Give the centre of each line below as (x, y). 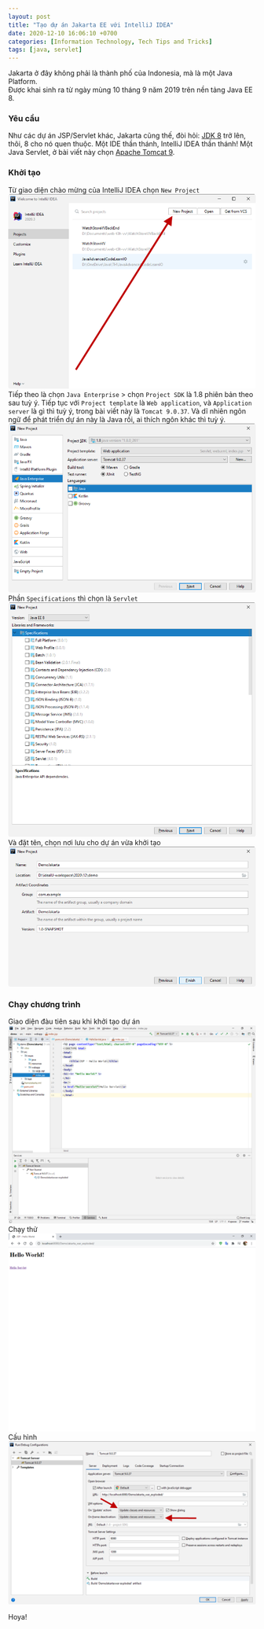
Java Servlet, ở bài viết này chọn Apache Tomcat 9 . (92, 153)
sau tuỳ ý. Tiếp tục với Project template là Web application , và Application (130, 403)
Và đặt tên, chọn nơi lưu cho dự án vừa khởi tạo (84, 843)
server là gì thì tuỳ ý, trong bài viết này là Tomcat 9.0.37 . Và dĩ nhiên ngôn (127, 411)
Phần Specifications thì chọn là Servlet (73, 598)
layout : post (29, 17)
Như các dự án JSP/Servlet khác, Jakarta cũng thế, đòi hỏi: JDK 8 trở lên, (127, 136)
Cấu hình (23, 1437)
